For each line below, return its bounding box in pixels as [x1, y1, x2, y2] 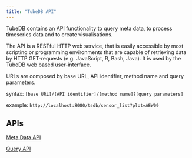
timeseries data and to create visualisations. [6, 31, 113, 38]
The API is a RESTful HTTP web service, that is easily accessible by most [6, 42, 184, 49]
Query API [6, 145, 31, 153]
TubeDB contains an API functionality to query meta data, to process [6, 25, 173, 32]
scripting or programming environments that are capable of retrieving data [6, 48, 187, 56]
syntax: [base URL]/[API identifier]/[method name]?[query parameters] [6, 90, 184, 97]
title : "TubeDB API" [6, 8, 57, 15]
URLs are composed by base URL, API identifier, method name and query [6, 72, 184, 79]
